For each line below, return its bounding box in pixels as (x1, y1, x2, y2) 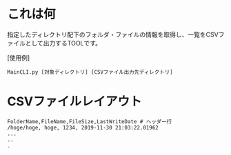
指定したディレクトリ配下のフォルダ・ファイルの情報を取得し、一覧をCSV (7, 30, 219, 39)
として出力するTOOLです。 (25, 39, 102, 47)
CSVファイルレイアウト (7, 94, 142, 110)
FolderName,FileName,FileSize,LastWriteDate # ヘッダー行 (7, 118, 172, 125)
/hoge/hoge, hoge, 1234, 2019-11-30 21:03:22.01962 (7, 124, 159, 131)
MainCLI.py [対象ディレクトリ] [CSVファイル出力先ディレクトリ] (7, 68, 174, 76)
